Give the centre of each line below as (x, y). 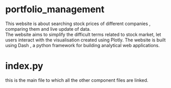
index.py (24, 66)
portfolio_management (55, 9)
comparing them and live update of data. (48, 29)
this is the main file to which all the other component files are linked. (77, 80)
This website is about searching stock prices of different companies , (78, 24)
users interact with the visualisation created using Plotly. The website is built (86, 40)
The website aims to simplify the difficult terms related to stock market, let (83, 34)
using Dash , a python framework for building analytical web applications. (82, 45)
